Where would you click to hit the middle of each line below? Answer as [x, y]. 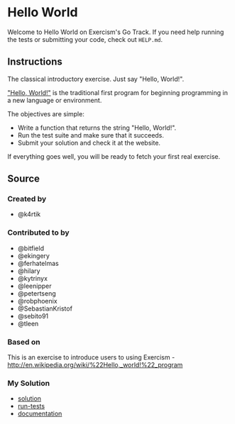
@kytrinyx [33, 278]
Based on [24, 342]
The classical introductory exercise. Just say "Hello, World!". [96, 79]
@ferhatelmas [38, 263]
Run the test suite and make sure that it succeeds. [91, 135]
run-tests [31, 406]
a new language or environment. [55, 100]
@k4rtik [29, 214]
